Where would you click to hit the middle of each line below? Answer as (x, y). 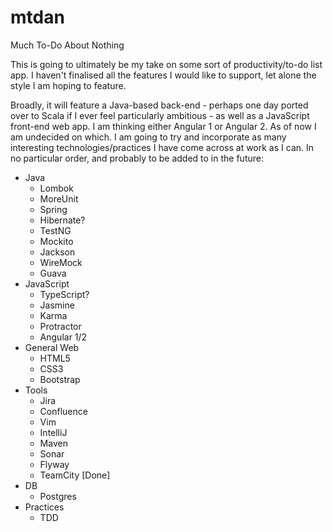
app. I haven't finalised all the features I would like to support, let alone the (163, 75)
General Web (52, 347)
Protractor (60, 326)
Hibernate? (62, 220)
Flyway (54, 464)
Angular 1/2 (63, 337)
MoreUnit (59, 198)
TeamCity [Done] (75, 475)
